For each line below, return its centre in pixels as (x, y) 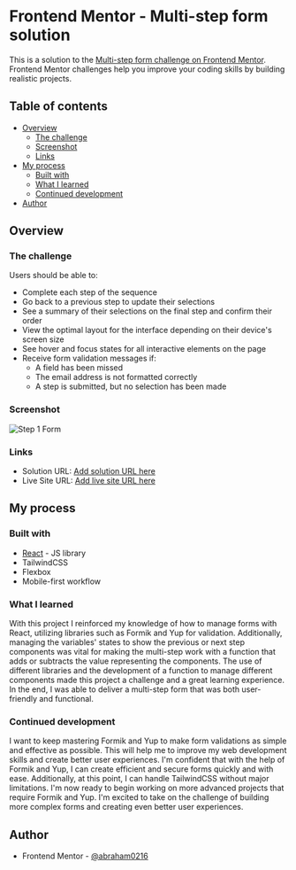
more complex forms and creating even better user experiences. (126, 807)
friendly (23, 699)
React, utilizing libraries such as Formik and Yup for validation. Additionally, (146, 633)
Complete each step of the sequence (89, 292)
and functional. (67, 699)
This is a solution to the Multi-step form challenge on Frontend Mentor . (138, 59)
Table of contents (58, 107)
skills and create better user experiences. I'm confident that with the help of (147, 760)
